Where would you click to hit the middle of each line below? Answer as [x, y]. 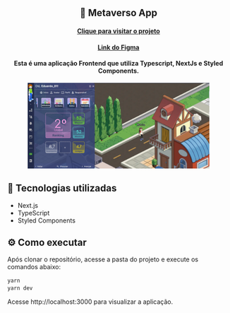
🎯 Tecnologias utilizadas [62, 188]
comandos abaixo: [34, 267]
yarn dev [20, 288]
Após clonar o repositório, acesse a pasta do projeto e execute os [103, 259]
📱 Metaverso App [119, 13]
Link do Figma [119, 47]
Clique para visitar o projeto [119, 31]
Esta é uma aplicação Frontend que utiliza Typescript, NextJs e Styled [119, 64]
